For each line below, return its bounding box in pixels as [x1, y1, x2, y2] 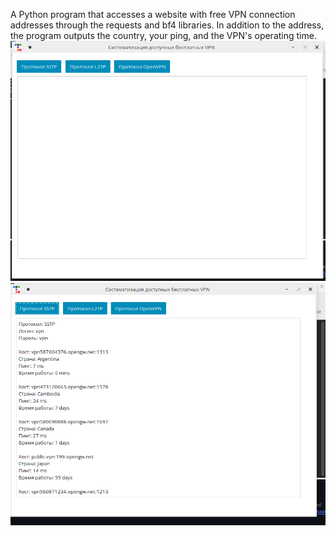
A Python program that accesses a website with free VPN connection [10, 9, 296, 20]
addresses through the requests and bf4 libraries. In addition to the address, [10, 19, 325, 31]
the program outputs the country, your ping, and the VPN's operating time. [10, 30, 317, 41]
